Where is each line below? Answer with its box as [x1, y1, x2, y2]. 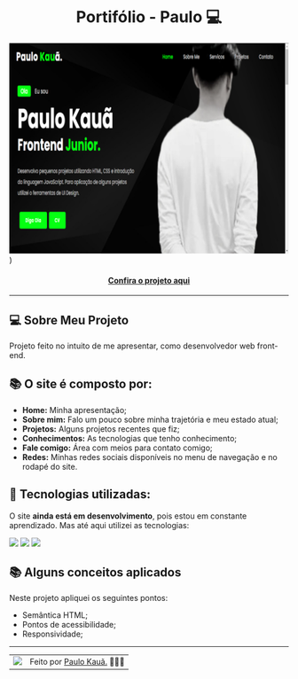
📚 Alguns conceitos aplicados [9, 565, 182, 580]
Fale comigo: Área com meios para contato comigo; [21, 442, 213, 453]
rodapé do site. [21, 461, 78, 472]
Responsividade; [21, 628, 83, 639]
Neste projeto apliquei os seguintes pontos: [9, 593, 169, 604]
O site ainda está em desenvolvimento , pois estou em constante [9, 511, 247, 521]
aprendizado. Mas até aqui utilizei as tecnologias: [9, 519, 190, 530]
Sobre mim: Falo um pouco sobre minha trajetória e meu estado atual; [21, 414, 279, 425]
